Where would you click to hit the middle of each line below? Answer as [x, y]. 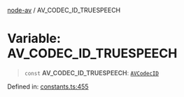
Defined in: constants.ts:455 [48, 86]
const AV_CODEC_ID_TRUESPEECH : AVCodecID [92, 72]
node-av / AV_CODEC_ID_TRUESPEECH [64, 10]
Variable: [34, 39]
